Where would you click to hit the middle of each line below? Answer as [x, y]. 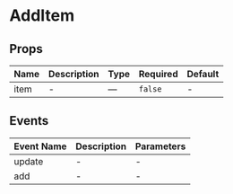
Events [29, 121]
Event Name [40, 146]
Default [203, 74]
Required [158, 74]
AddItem [42, 16]
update [29, 161]
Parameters [160, 146]
